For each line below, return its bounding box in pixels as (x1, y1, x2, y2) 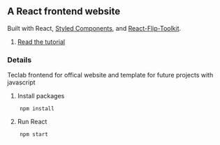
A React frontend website (7, 6, 121, 17)
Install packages (17, 92, 65, 100)
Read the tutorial (17, 38, 65, 46)
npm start (20, 131, 49, 138)
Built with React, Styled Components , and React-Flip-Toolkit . (7, 24, 182, 32)
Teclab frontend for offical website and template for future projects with (7, 71, 214, 79)
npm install (20, 105, 54, 112)
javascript (7, 78, 36, 86)
